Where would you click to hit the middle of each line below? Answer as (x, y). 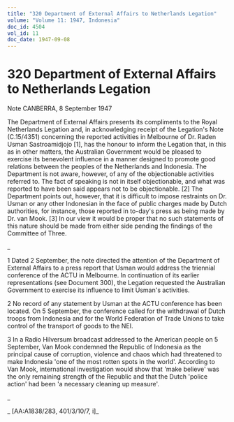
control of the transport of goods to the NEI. (71, 326)
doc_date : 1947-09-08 (39, 40)
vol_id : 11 (23, 33)
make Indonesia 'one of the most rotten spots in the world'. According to (111, 362)
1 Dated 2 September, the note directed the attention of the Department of (114, 261)
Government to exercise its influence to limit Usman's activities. (98, 290)
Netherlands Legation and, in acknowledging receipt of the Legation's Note (115, 129)
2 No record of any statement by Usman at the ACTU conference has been (115, 304)
